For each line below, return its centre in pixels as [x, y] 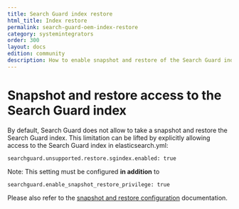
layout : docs [27, 47]
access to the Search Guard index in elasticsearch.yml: [88, 145]
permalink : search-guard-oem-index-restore [73, 27]
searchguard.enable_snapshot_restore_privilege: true [89, 184]
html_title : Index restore [47, 21]
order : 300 [23, 41]
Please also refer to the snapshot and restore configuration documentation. [117, 198]
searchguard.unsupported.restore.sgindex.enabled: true [92, 158]
